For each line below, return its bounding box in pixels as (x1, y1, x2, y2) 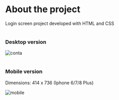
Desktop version (5, 38, 46, 45)
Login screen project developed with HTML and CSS (5, 20, 114, 26)
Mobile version (5, 68, 43, 75)
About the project (5, 4, 81, 15)
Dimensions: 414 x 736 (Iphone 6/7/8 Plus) (5, 80, 94, 86)
